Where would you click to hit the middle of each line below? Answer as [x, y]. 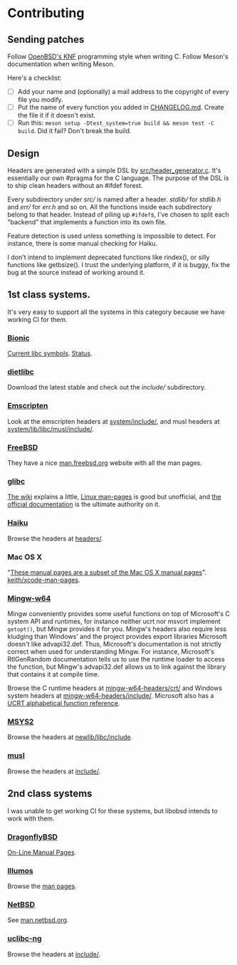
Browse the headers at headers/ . [55, 538]
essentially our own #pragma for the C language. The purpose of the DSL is [118, 178]
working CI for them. [37, 319]
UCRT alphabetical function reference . [64, 704]
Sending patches [46, 40]
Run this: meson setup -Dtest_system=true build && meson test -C [116, 123]
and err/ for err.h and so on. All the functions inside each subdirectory [110, 207]
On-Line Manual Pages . [42, 852]
